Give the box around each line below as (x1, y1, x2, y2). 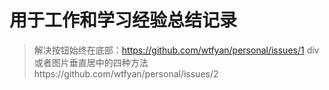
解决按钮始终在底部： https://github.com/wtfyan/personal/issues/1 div (33, 44, 320, 56)
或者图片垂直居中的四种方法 (33, 56, 149, 68)
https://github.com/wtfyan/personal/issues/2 (33, 67, 219, 80)
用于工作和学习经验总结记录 (9, 9, 238, 32)
